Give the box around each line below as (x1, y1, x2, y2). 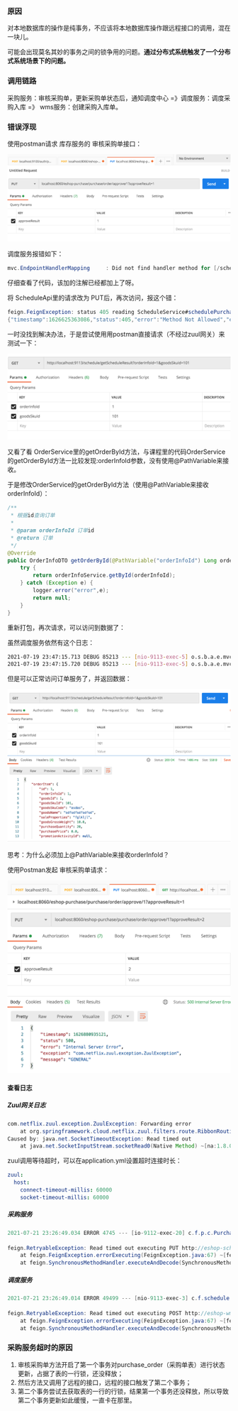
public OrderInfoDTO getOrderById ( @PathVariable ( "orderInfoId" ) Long (7, 557, 217, 564)
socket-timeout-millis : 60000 (20, 1194, 110, 1201)
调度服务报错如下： (7, 250, 64, 258)
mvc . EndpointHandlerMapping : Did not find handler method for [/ (7, 265, 220, 272)
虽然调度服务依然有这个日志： (7, 638, 94, 647)
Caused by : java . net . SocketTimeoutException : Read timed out (7, 1135, 192, 1143)
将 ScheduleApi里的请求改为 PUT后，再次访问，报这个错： (7, 293, 178, 303)
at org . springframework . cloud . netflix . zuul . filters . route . (20, 1128, 198, 1135)
